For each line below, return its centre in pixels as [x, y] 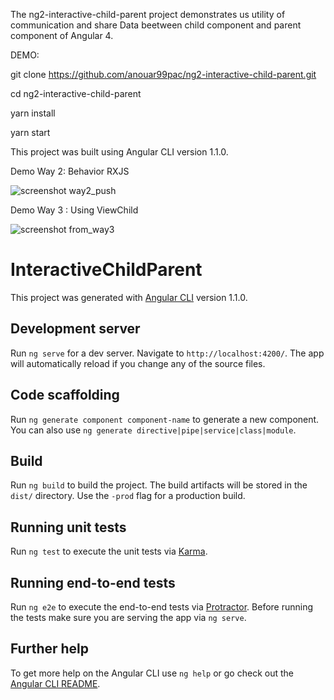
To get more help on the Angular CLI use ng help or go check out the [152, 673]
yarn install [33, 113]
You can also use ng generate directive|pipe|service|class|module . [153, 430]
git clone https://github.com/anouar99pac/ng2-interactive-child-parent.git [163, 74]
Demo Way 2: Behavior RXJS [70, 171]
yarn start [30, 132]
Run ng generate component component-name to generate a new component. [165, 419]
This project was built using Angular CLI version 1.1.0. [119, 152]
